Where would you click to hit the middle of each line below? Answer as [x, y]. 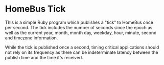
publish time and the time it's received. [44, 57]
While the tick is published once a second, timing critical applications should [82, 47]
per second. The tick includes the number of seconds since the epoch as [79, 27]
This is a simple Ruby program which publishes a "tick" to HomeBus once [79, 22]
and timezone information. [32, 38]
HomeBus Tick [35, 9]
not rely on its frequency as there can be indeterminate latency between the [82, 52]
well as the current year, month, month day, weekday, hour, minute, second [81, 32]
